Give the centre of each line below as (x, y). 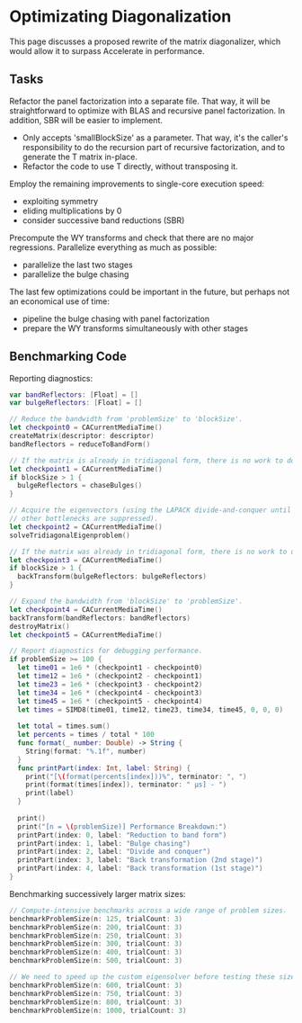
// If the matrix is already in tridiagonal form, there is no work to (146, 461)
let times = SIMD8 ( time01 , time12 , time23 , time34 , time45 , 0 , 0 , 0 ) (151, 709)
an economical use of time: (59, 301)
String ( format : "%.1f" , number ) (86, 751)
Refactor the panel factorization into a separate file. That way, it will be (140, 101)
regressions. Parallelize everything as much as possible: (113, 247)
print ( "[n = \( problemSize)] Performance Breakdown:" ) (122, 826)
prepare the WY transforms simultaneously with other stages (135, 328)
